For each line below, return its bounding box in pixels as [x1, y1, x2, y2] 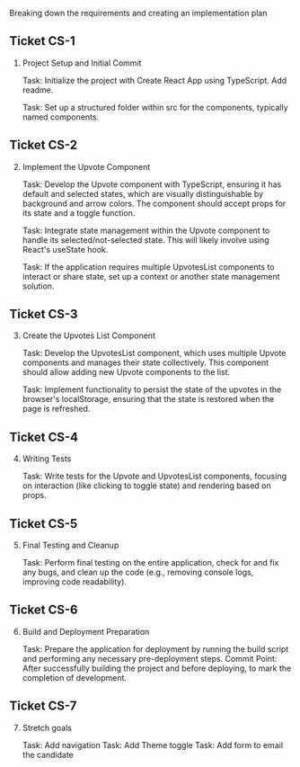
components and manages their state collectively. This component [22, 357, 269, 368]
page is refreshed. [22, 404, 91, 415]
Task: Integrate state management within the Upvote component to [22, 225, 270, 236]
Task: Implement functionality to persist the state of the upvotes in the [22, 384, 282, 395]
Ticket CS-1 [9, 33, 76, 49]
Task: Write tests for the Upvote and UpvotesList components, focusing [22, 471, 287, 482]
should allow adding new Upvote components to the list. [22, 367, 231, 378]
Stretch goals [22, 722, 72, 733]
